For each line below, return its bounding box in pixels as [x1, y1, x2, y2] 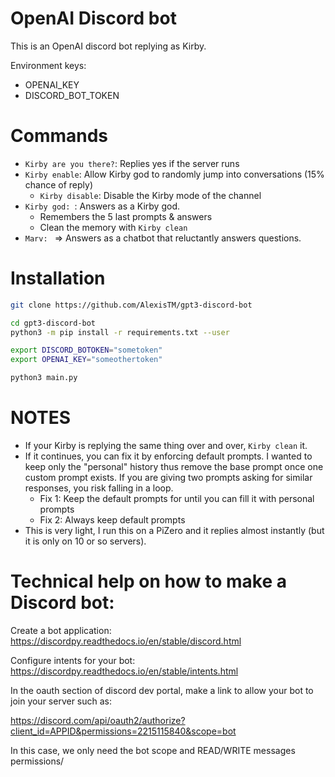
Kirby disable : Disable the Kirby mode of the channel [39, 189, 262, 201]
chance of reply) [24, 178, 94, 191]
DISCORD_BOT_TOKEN [24, 89, 120, 101]
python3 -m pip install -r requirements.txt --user [10, 327, 230, 337]
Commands [10, 125, 109, 147]
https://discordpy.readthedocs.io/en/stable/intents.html [10, 665, 239, 677]
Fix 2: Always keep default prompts [39, 514, 186, 526]
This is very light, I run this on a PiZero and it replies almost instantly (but [24, 525, 325, 536]
